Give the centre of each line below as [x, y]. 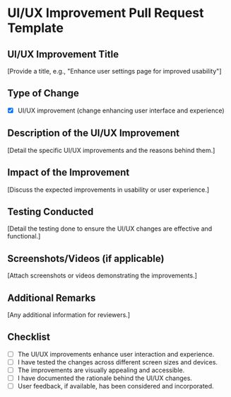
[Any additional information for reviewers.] [69, 315]
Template [35, 28]
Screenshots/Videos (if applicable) [86, 259]
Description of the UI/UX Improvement [94, 133]
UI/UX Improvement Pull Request [106, 13]
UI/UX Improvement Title [63, 54]
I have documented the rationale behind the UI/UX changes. [105, 378]
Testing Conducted [51, 211]
